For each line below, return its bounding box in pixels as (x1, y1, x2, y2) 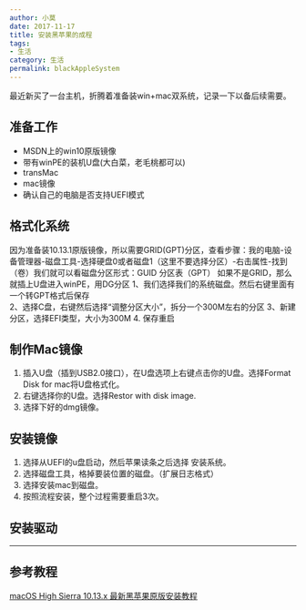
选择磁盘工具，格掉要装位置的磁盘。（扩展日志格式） (22, 468, 219, 479)
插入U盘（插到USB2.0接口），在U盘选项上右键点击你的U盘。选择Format (22, 368, 291, 379)
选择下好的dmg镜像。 (22, 402, 105, 412)
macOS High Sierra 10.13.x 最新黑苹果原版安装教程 (9, 590, 199, 601)
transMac (22, 167, 59, 178)
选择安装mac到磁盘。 (22, 480, 103, 491)
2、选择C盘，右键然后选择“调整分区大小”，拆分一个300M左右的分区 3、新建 (9, 301, 296, 312)
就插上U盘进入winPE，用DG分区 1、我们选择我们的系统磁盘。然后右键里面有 (9, 279, 296, 290)
